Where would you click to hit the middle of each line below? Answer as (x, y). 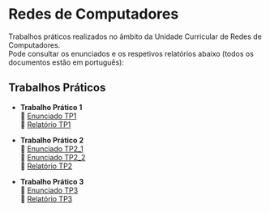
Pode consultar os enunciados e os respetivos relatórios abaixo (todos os (131, 53)
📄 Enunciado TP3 (49, 190)
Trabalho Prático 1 (51, 107)
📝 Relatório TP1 (45, 124)
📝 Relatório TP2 (46, 166)
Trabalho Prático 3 (52, 181)
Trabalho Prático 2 (52, 140)
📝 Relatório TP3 (46, 198)
